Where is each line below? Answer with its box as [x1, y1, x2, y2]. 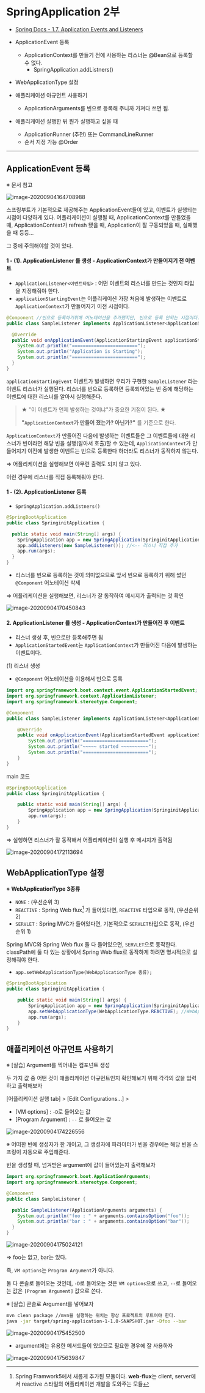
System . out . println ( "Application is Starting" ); [17, 349, 143, 355]
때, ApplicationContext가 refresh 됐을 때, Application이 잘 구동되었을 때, [6, 221, 182, 228]
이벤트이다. [15, 649, 42, 657]
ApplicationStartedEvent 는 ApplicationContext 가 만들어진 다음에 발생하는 [15, 641, 198, 649]
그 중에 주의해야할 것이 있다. [6, 242, 73, 249]
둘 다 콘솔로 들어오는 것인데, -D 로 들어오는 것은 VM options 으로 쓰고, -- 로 [6, 1280, 181, 1287]
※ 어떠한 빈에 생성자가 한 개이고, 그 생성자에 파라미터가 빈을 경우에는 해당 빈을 [6, 1141, 192, 1148]
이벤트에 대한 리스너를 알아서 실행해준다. [6, 393, 103, 400]
